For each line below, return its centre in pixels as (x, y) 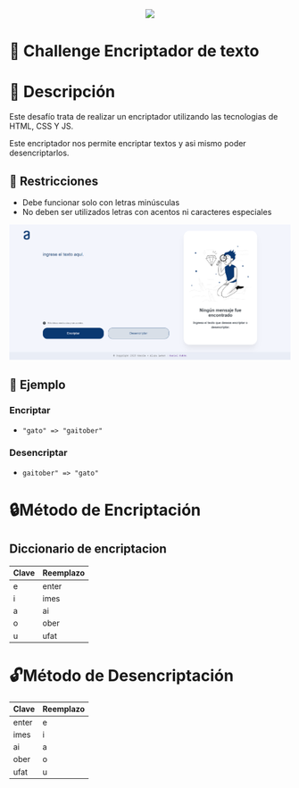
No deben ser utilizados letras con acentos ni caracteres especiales (147, 212)
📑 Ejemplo (37, 385)
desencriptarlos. (39, 153)
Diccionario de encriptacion (88, 549)
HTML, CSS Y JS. (42, 126)
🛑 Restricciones (54, 181)
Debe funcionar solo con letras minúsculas (101, 202)
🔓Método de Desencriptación (121, 676)
